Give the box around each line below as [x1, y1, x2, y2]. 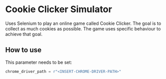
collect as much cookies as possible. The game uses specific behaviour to [5, 25, 161, 31]
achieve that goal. [5, 31, 43, 37]
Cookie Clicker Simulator [5, 4, 113, 15]
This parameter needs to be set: [5, 59, 73, 65]
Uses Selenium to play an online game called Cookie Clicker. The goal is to [5, 20, 161, 26]
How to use [5, 46, 42, 54]
